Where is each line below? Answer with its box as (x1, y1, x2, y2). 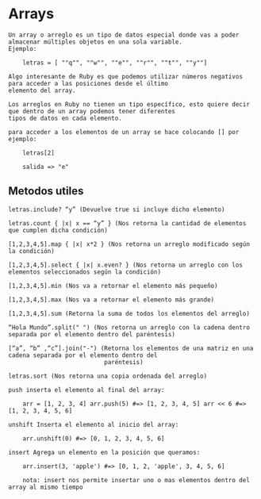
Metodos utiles (8, 184, 84, 198)
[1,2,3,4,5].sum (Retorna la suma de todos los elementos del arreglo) (8, 309, 250, 317)
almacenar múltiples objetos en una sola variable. (8, 37, 182, 46)
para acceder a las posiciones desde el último (8, 79, 169, 87)
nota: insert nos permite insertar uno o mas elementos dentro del (22, 476, 250, 484)
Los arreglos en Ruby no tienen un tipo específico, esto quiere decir (8, 100, 250, 108)
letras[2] (22, 148, 56, 157)
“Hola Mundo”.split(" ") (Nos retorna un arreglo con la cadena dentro (8, 323, 250, 332)
